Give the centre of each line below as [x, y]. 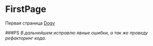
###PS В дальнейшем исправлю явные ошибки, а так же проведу [77, 32]
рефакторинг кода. [26, 38]
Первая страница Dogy [30, 23]
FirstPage [26, 9]
